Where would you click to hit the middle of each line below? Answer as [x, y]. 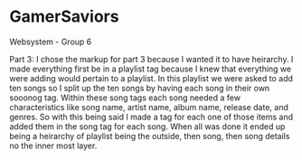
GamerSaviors [64, 17]
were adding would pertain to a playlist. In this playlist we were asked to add [151, 78]
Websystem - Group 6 [51, 42]
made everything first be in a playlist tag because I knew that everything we [151, 69]
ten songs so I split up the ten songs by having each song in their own [140, 88]
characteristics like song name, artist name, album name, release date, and [149, 107]
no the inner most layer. [53, 146]
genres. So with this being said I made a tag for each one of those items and [151, 117]
